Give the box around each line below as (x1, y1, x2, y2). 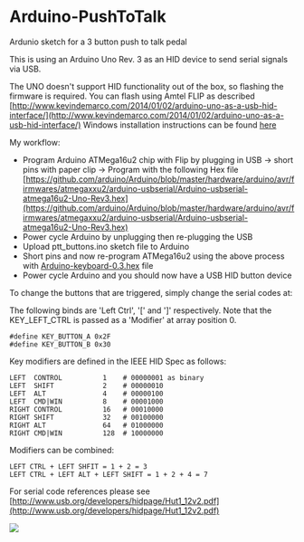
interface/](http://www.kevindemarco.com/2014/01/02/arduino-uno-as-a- (9, 109, 285, 120)
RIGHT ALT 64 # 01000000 (9, 421, 165, 430)
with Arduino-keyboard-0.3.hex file (22, 260, 154, 271)
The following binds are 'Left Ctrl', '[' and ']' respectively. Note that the (9, 305, 272, 316)
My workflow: (9, 137, 61, 147)
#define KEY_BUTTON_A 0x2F (9, 332, 111, 341)
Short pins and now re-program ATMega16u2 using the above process (22, 251, 285, 261)
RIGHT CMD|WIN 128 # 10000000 (9, 428, 165, 438)
